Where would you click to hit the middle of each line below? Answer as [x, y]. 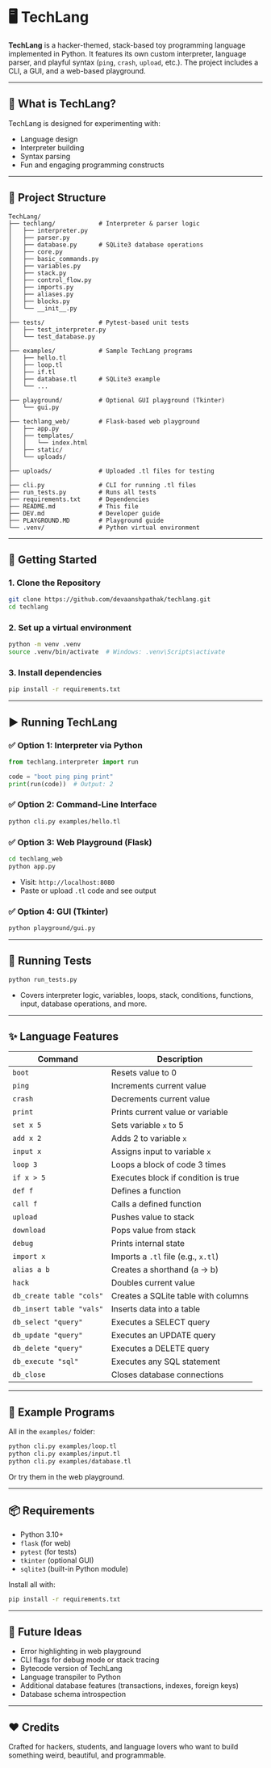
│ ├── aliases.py [41, 294]
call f [25, 1204]
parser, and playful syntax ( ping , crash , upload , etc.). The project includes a [133, 62]
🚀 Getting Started [53, 560]
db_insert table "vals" [58, 1309]
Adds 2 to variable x [149, 1139]
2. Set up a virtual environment [70, 627]
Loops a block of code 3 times [169, 1164]
